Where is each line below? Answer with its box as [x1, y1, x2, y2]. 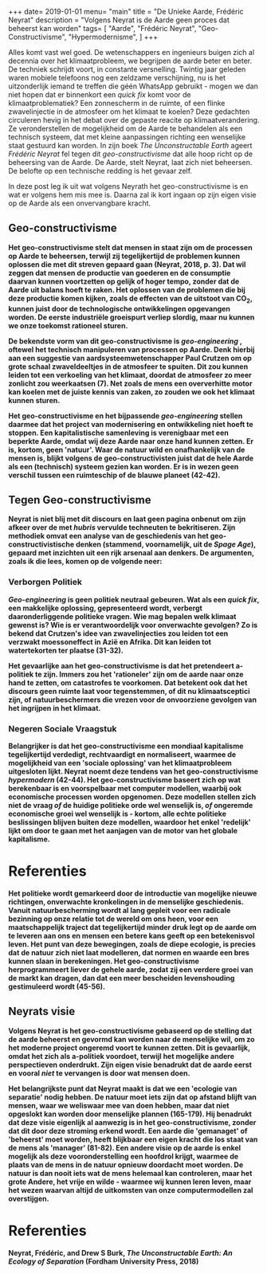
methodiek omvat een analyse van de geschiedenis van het [8, 531, 209, 541]
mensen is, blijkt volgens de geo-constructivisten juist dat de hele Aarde [8, 453, 253, 463]
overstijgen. [8, 1194, 49, 1203]
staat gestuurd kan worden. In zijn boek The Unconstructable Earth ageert [8, 141, 253, 150]
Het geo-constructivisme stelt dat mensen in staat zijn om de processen [8, 242, 253, 252]
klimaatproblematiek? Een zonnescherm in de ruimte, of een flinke [8, 99, 226, 108]
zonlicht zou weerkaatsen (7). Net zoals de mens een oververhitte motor [8, 378, 253, 388]
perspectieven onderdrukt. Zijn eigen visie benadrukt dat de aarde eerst [8, 1060, 253, 1069]
